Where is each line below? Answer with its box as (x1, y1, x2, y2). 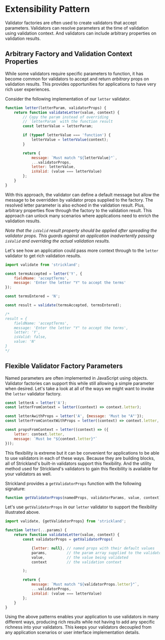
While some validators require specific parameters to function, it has (5, 71, 143, 76)
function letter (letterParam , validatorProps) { (5, 105, 107, 110)
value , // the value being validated (31, 555, 129, 560)
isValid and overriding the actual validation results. (5, 238, 110, 244)
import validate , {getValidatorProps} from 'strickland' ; (5, 519, 126, 524)
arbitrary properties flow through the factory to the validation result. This (5, 207, 152, 213)
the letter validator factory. (5, 391, 62, 396)
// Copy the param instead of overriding (23, 114, 109, 119)
